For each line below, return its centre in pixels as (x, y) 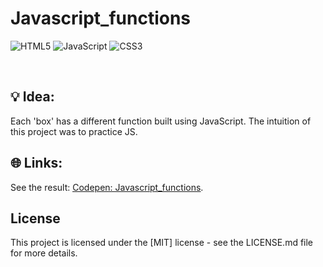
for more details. (44, 253)
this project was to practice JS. (74, 131)
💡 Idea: (32, 97)
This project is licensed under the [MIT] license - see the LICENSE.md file (162, 243)
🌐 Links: (36, 163)
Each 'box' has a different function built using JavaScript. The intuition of (161, 121)
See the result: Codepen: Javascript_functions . (107, 187)
